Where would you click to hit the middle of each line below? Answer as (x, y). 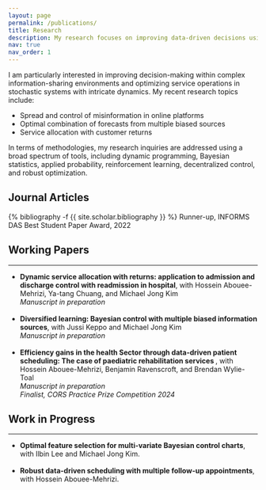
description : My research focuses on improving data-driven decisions (127, 38)
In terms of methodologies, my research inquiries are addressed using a (125, 148)
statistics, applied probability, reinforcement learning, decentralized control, (132, 164)
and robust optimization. (48, 173)
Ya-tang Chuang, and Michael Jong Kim (113, 293)
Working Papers (49, 250)
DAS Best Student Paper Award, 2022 (70, 225)
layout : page (30, 15)
